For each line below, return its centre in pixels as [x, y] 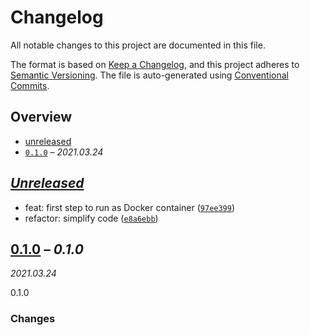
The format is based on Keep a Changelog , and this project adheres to [155, 64]
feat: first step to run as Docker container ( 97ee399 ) [130, 207]
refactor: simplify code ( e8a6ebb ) [91, 218]
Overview [41, 117]
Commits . [30, 85]
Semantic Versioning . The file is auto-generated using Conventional [150, 75]
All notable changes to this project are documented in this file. [138, 45]
